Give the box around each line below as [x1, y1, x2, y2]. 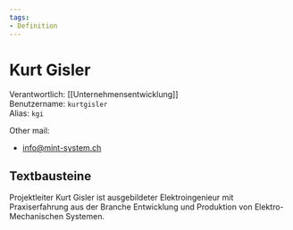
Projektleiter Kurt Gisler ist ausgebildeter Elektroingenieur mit [9, 193, 234, 203]
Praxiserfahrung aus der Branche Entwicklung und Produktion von [9, 201, 253, 212]
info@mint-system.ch [21, 143, 102, 153]
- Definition [9, 21, 58, 30]
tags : [9, 12, 29, 22]
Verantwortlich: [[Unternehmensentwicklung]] [9, 89, 179, 100]
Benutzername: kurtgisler [9, 99, 108, 110]
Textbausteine [9, 168, 92, 184]
